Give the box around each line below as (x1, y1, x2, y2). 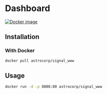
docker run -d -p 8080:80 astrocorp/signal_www (5, 84, 103, 89)
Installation (5, 33, 40, 41)
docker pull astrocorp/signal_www (5, 58, 75, 63)
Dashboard (5, 3, 51, 14)
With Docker (5, 47, 35, 54)
